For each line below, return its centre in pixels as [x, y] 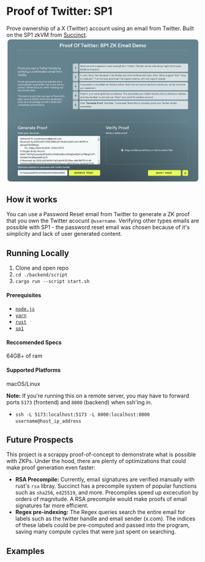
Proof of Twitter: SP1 [59, 11]
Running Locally [38, 253]
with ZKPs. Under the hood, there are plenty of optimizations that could [96, 461]
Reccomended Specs [34, 342]
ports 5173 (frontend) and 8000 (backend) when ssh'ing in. [79, 402]
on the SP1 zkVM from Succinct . [47, 34]
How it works [32, 199]
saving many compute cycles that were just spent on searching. [95, 532]
